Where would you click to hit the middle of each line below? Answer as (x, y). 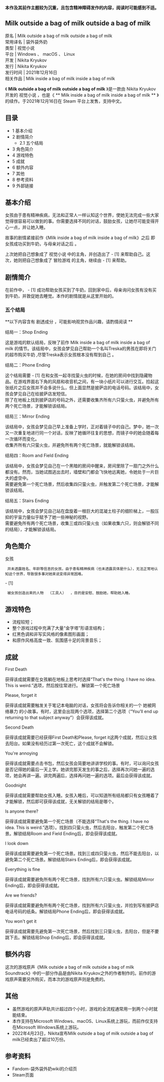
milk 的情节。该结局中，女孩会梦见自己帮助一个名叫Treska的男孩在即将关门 (81, 348)
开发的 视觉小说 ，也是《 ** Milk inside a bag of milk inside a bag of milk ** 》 (82, 95)
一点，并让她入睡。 (28, 227)
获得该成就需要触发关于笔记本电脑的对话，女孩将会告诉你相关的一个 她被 (78, 705)
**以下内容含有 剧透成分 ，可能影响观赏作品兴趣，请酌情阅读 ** (69, 322)
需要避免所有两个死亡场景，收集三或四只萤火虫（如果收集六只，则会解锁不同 (82, 523)
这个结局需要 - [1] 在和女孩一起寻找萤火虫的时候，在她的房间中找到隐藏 (77, 375)
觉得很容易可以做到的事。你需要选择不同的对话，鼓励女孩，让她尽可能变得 (80, 221)
